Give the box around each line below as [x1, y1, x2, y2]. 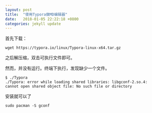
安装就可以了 [5, 93, 31, 100]
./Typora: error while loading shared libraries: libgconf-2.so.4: [5, 80, 148, 85]
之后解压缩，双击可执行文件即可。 [5, 55, 75, 61]
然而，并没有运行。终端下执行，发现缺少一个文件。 [5, 65, 110, 71]
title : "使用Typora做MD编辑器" [5, 12, 68, 17]
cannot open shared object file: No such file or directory [5, 84, 133, 89]
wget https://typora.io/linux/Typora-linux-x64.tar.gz [5, 45, 121, 50]
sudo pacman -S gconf [5, 103, 50, 109]
